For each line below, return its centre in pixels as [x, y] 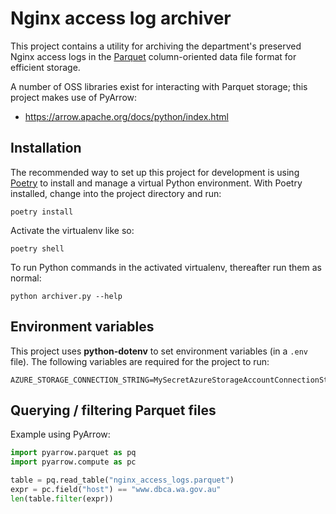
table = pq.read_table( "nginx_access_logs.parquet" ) [122, 480]
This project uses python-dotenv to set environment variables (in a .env [159, 351]
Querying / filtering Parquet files [113, 410]
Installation [46, 148]
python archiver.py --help [66, 296]
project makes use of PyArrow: [74, 97]
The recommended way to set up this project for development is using [155, 172]
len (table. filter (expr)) [62, 498]
